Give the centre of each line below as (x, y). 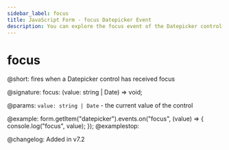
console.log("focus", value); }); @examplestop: (73, 126)
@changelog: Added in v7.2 (46, 139)
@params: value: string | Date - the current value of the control (100, 105)
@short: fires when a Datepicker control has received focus (91, 79)
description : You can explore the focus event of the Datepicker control (115, 26)
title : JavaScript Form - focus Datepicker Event (80, 20)
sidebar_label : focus (38, 13)
